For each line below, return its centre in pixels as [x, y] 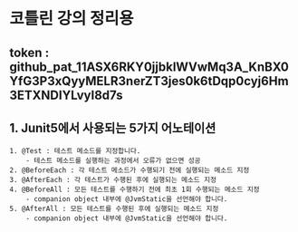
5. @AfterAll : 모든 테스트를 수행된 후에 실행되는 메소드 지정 [114, 209]
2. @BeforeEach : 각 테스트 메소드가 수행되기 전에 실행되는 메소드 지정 [130, 170]
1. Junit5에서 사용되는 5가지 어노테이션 [113, 128]
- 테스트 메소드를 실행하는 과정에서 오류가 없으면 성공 [113, 161]
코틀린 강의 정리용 [72, 19]
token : [29, 52]
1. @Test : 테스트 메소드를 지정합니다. [75, 151]
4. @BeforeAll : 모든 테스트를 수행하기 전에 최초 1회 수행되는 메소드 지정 [135, 190]
